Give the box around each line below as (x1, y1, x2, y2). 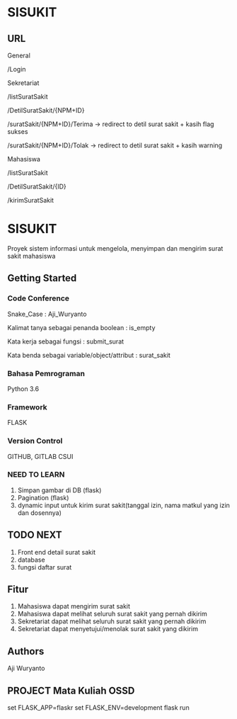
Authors (7, 645, 45, 657)
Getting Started (7, 272, 77, 284)
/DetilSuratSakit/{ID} (7, 182, 67, 191)
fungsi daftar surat (17, 562, 72, 571)
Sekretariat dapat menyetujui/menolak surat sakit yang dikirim (17, 625, 198, 633)
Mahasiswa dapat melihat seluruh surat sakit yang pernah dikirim (17, 610, 207, 618)
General (7, 51, 30, 60)
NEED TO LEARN (7, 470, 65, 480)
